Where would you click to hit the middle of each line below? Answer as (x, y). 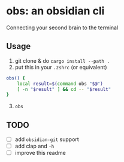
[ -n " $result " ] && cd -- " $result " (64, 89)
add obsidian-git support (47, 139)
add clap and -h (34, 146)
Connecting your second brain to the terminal (62, 27)
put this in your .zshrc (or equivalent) (61, 67)
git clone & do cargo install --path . (62, 60)
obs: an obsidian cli (55, 11)
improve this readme (40, 153)
